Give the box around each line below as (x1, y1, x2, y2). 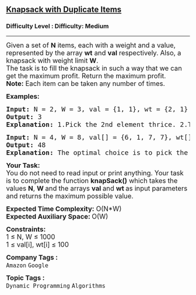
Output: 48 (6, 140, 46, 149)
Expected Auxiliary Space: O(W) (6, 212, 108, 221)
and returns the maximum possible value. (6, 192, 134, 200)
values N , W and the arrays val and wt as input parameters (6, 184, 188, 192)
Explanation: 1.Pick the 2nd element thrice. (6, 120, 176, 129)
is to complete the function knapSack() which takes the (6, 176, 178, 185)
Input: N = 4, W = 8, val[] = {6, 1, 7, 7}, (6, 133, 173, 141)
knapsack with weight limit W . (6, 56, 99, 65)
